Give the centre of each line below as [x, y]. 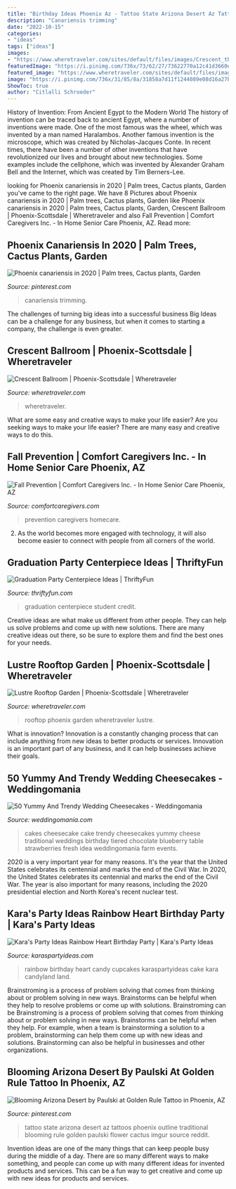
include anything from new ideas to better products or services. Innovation [115, 741]
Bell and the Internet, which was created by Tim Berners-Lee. [96, 172]
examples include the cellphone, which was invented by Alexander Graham [116, 165]
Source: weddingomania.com [50, 820]
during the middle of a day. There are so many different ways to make [108, 1156]
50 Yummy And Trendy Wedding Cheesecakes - [115, 778]
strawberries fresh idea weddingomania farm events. [101, 848]
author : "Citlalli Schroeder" [52, 92]
